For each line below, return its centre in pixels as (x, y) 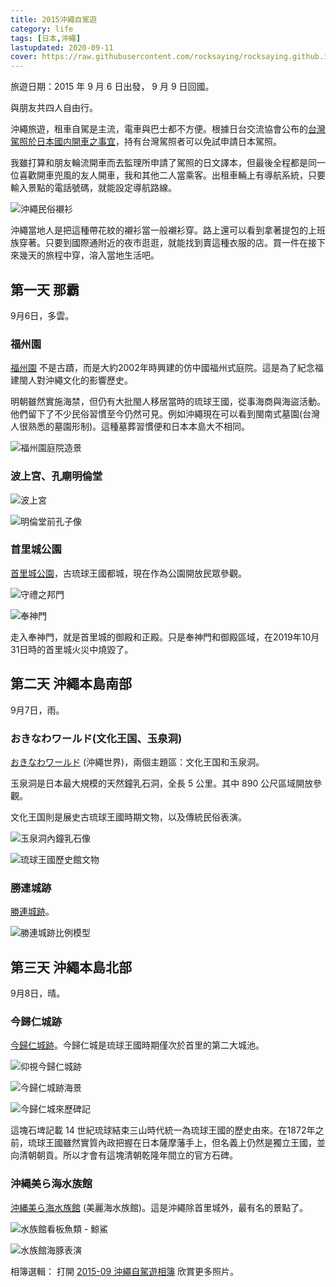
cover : (24, 57)
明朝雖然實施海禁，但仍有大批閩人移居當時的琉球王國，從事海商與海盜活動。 (168, 402)
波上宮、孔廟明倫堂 (56, 476)
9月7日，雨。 (37, 710)
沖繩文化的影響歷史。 (88, 380)
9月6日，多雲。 (42, 315)
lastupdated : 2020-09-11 (62, 47)
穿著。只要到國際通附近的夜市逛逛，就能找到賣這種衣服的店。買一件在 (163, 243)
